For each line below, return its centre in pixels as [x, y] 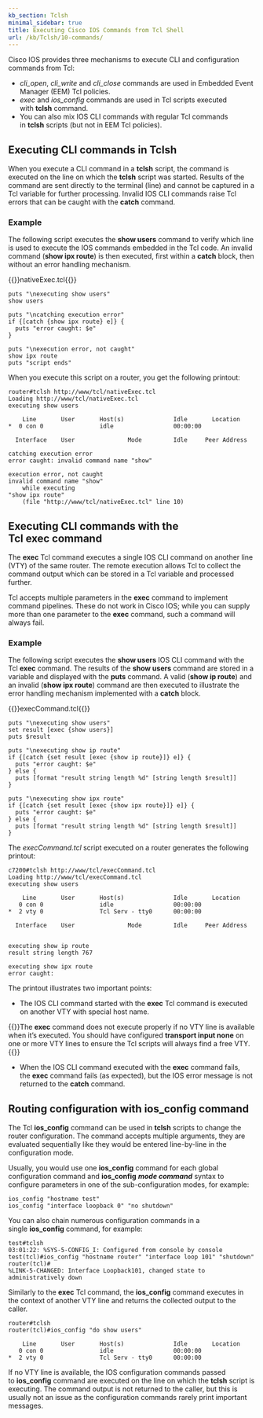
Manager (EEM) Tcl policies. [65, 92]
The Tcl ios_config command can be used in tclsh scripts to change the [125, 1128]
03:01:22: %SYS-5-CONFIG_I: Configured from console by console [115, 1251]
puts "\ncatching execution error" [66, 315]
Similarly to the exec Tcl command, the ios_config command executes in [126, 1292]
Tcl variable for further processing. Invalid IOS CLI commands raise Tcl [122, 194]
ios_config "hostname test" [54, 1199]
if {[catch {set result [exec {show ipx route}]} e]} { [101, 806]
